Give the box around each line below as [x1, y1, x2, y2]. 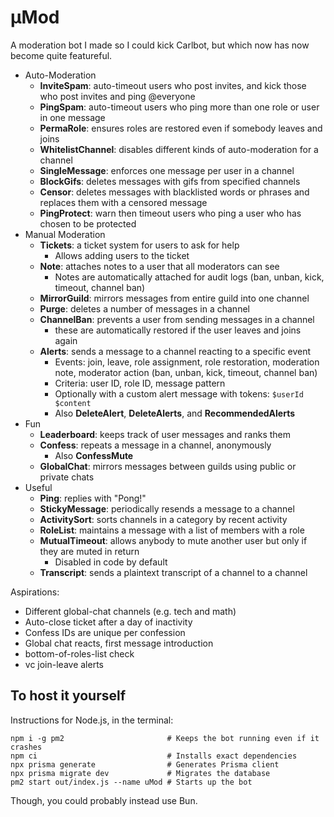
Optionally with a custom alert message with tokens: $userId [54, 387, 304, 400]
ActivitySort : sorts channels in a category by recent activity [39, 513, 288, 525]
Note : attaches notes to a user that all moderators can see [39, 260, 280, 272]
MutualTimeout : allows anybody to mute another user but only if [39, 534, 308, 546]
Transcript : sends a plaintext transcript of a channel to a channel [39, 566, 308, 578]
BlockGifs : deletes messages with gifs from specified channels [39, 175, 301, 187]
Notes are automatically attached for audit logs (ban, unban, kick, [54, 271, 325, 283]
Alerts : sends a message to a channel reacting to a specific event [39, 345, 312, 357]
